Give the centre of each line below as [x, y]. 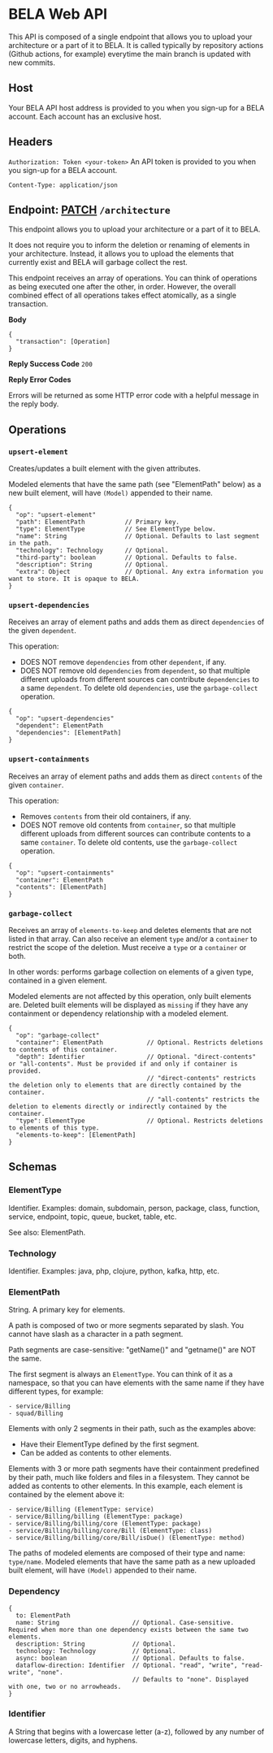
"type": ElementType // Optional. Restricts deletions [140, 1121]
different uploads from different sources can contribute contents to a [135, 833]
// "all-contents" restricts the [203, 1099]
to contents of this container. [63, 1049]
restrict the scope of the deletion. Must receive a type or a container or [128, 947]
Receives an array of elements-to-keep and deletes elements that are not [130, 930]
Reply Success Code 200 [51, 364]
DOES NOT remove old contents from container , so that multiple [128, 825]
